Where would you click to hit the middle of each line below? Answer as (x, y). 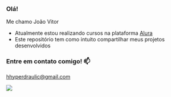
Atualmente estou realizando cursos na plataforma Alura (84, 33)
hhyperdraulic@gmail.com (38, 76)
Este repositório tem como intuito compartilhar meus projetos (90, 40)
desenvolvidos (33, 46)
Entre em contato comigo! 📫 (48, 62)
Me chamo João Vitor (33, 22)
